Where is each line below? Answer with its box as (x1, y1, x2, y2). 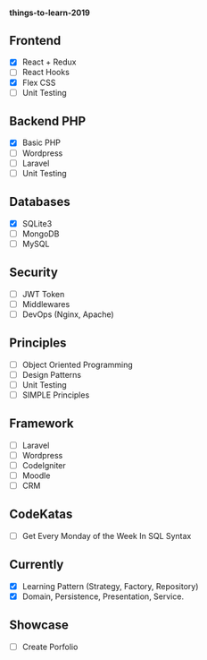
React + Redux (21, 56, 77, 67)
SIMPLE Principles (21, 390, 90, 400)
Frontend (9, 32, 62, 48)
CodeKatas (9, 507, 73, 522)
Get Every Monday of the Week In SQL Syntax (21, 530, 192, 541)
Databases (9, 194, 71, 210)
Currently (9, 557, 64, 572)
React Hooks (21, 67, 70, 78)
